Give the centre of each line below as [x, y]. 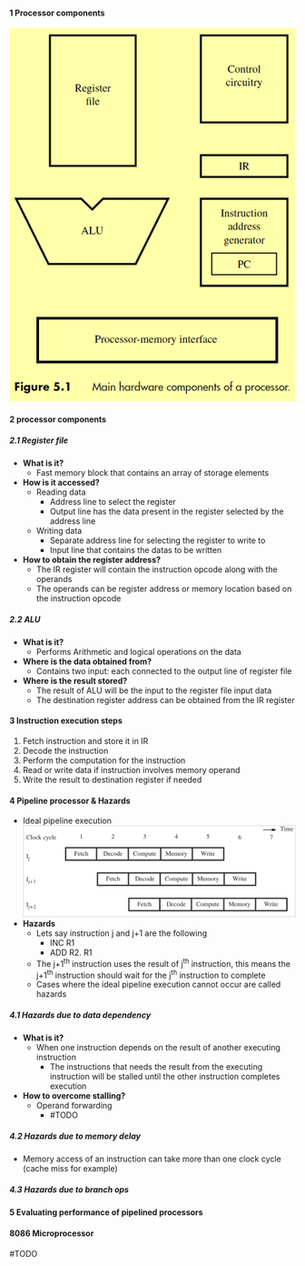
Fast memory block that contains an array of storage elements [152, 472]
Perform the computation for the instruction [104, 760]
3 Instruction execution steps [66, 721]
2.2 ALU [25, 619]
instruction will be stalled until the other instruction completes [165, 1077]
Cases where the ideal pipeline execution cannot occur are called [158, 985]
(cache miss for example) [70, 1169]
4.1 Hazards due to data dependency [80, 1015]
